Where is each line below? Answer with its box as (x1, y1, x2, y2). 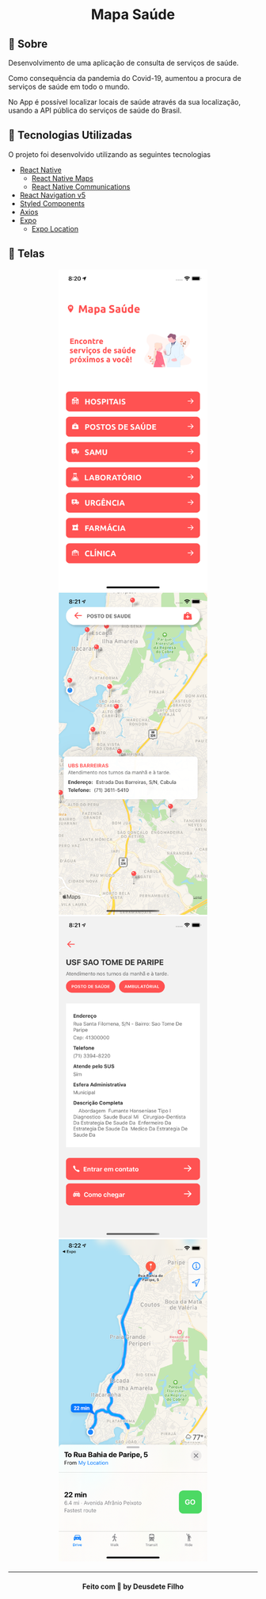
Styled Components (19, 198, 85, 208)
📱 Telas (8, 247, 45, 261)
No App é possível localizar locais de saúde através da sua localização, (8, 98, 241, 106)
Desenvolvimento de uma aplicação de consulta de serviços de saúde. (8, 58, 239, 67)
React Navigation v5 (19, 190, 85, 200)
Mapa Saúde (90, 6, 176, 24)
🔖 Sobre (8, 37, 48, 51)
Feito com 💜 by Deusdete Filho (82, 1582, 184, 1591)
